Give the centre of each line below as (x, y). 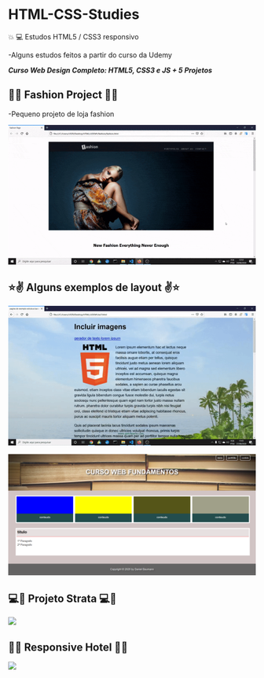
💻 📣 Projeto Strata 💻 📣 (62, 598)
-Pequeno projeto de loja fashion (61, 114)
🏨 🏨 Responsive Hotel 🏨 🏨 (68, 647)
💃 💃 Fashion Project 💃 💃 (63, 95)
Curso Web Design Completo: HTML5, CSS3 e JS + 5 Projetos (110, 70)
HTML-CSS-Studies (74, 15)
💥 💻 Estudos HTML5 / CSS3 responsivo (73, 36)
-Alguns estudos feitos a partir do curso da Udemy (90, 55)
